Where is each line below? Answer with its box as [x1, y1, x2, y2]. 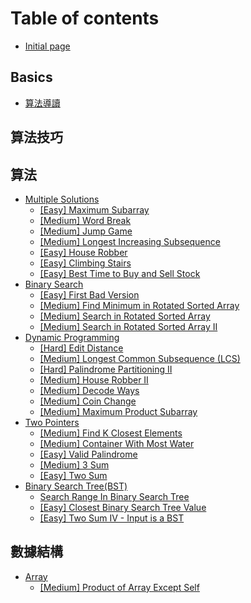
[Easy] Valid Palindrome [39, 448, 138, 460]
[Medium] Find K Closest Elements [39, 427, 183, 439]
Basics [10, 69, 53, 86]
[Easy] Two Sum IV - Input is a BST [39, 512, 185, 524]
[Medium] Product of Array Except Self [39, 581, 200, 593]
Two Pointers [24, 416, 80, 428]
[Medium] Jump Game [39, 225, 133, 237]
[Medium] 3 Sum [39, 458, 110, 471]
